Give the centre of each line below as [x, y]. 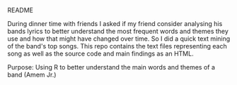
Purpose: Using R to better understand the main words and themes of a [111, 67]
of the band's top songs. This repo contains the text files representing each [117, 46]
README [21, 10]
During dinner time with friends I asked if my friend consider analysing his [115, 24]
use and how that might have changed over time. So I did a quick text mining [119, 39]
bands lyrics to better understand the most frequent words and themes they [118, 31]
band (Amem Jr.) [32, 74]
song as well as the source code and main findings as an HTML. [100, 53]
